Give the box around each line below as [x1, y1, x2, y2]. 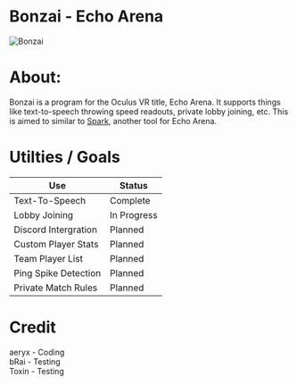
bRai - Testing [9, 356, 61, 367]
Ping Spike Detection [13, 266, 102, 279]
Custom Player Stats [13, 238, 99, 250]
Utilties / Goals [9, 147, 120, 167]
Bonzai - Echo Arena [9, 6, 164, 27]
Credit [9, 317, 56, 337]
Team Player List [13, 252, 83, 264]
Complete [110, 194, 151, 206]
